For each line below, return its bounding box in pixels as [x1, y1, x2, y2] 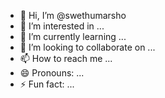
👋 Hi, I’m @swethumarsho [19, 10, 127, 21]
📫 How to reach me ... [19, 53, 113, 64]
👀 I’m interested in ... [19, 20, 105, 32]
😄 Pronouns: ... [19, 67, 85, 79]
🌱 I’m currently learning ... [19, 31, 127, 42]
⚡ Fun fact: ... [19, 78, 75, 90]
